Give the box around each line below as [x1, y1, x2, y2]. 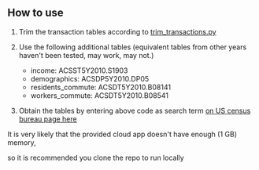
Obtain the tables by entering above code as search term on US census [18, 106, 251, 115]
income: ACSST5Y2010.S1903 [30, 66, 128, 75]
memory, [7, 137, 36, 147]
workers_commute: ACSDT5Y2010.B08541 [30, 90, 168, 100]
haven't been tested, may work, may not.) [18, 50, 154, 60]
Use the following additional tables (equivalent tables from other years [18, 42, 247, 52]
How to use [7, 6, 64, 20]
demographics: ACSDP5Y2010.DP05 [30, 74, 150, 83]
